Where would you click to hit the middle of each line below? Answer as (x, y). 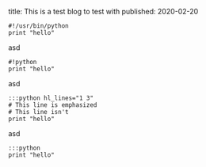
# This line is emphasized (53, 105)
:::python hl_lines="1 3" (51, 98)
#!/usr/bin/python (38, 26)
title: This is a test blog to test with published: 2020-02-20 (103, 11)
